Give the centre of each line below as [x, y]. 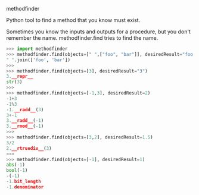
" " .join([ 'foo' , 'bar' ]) [38, 60]
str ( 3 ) [14, 82]
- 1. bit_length [24, 181]
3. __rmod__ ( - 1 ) [25, 126]
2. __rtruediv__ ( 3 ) [29, 148]
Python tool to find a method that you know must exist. [73, 20]
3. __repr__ [20, 77]
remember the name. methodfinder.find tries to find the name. [82, 38]
